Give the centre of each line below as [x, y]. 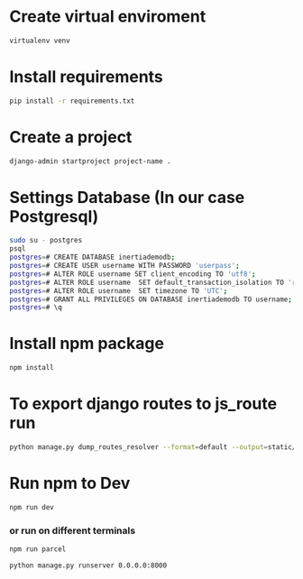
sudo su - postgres [46, 241]
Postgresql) [54, 216]
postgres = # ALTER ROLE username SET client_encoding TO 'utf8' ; [133, 274]
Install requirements [87, 77]
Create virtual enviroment [108, 17]
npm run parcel [38, 549]
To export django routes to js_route [143, 404]
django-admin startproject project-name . [90, 161]
